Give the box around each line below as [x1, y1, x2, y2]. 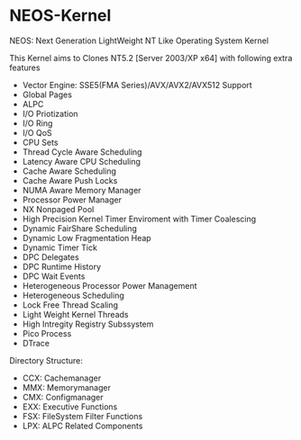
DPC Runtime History [22, 261, 102, 272]
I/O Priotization [22, 108, 78, 119]
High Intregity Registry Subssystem [22, 319, 154, 329]
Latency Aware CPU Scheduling [22, 156, 141, 166]
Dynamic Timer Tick [22, 242, 97, 253]
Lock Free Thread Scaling [22, 299, 119, 310]
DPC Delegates [22, 251, 79, 262]
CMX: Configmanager [22, 391, 104, 402]
